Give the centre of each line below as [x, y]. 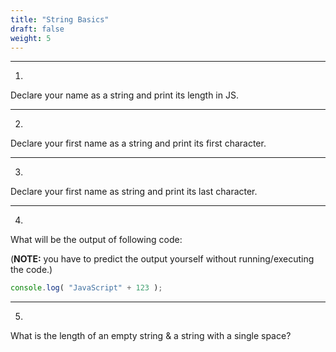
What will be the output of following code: [96, 240]
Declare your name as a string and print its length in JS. [124, 95]
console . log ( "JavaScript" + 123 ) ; [86, 288]
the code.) [31, 270]
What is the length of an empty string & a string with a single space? [151, 336]
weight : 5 [31, 38]
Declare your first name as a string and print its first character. [138, 143]
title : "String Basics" [60, 19]
